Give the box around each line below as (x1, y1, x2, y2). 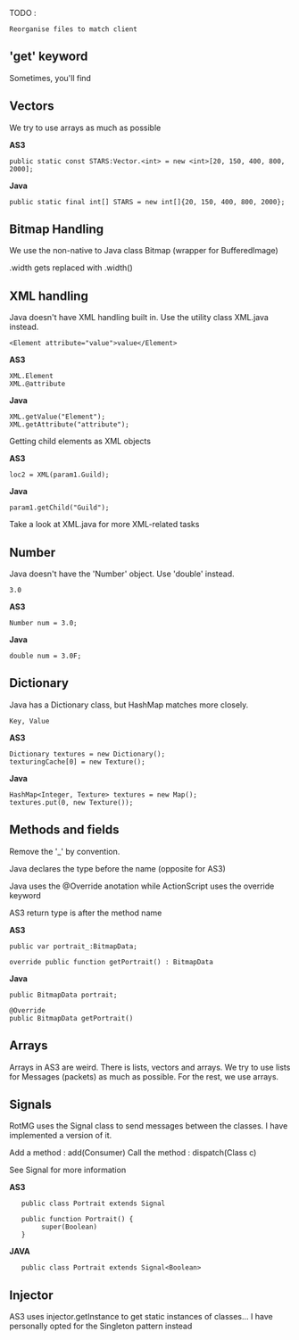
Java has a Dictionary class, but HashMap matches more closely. (9, 699, 249, 710)
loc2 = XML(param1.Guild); (9, 470, 110, 480)
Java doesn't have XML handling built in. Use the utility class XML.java (9, 312, 270, 323)
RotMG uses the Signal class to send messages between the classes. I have (9, 1121, 288, 1131)
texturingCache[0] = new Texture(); (9, 757, 145, 766)
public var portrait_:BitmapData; (9, 941, 138, 951)
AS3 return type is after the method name (9, 907, 162, 918)
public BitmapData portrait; (9, 990, 118, 999)
